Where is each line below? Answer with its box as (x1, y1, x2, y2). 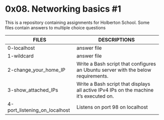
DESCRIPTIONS (98, 36, 135, 43)
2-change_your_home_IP (7, 66, 66, 73)
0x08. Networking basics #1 (5, 3, 122, 15)
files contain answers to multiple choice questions (5, 24, 106, 30)
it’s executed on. (76, 93, 114, 100)
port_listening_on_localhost (7, 106, 70, 113)
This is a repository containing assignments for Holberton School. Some (5, 20, 150, 25)
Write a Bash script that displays (76, 80, 150, 87)
